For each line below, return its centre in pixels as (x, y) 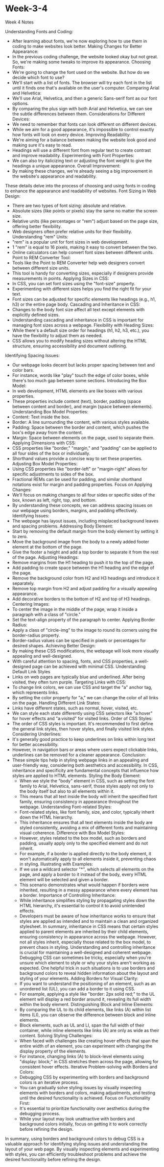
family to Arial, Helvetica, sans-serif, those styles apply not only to (86, 786)
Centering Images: (31, 604)
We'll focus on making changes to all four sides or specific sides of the (83, 495)
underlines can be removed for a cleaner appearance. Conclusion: (79, 755)
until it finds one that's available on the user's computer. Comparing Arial (86, 88)
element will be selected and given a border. (64, 879)
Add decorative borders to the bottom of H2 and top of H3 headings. (81, 599)
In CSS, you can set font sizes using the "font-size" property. (74, 283)
